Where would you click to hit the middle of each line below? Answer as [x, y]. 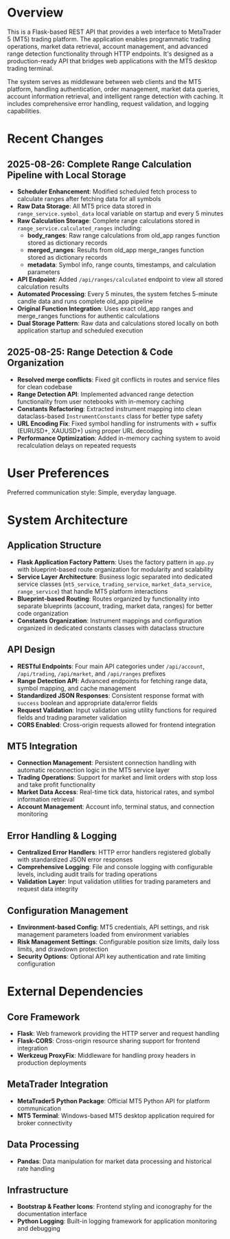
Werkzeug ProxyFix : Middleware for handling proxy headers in [106, 1055]
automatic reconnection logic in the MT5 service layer [93, 770]
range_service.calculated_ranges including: [79, 228]
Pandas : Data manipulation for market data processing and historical [114, 1161]
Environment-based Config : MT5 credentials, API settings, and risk [113, 927]
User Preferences [58, 473]
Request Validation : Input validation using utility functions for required [117, 710]
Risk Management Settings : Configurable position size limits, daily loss [118, 941]
